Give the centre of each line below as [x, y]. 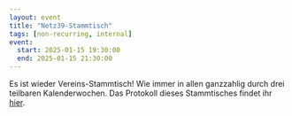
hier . [17, 102]
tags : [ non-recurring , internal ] [71, 34]
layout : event [35, 17]
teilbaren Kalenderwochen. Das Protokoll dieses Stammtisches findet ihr [141, 93]
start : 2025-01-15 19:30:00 [69, 50]
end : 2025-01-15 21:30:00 [65, 58]
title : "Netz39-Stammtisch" [61, 26]
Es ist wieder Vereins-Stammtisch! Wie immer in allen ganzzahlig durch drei [147, 84]
